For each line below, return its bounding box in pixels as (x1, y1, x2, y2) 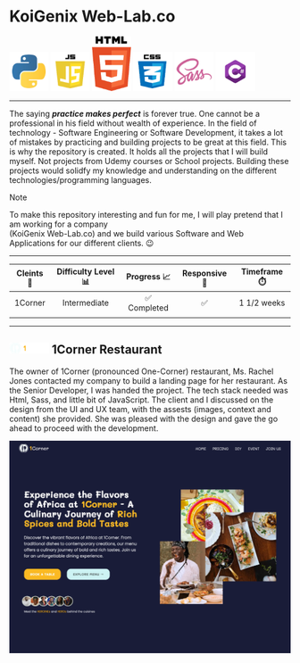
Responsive (182, 268, 228, 278)
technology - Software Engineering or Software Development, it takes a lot (9, 128, 283, 138)
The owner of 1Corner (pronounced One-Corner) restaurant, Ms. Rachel (9, 366, 274, 377)
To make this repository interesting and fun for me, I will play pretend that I (9, 210, 284, 220)
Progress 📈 (126, 271, 171, 282)
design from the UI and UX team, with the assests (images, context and (9, 403, 271, 414)
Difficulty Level (56, 266, 115, 277)
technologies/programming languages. (9, 175, 152, 186)
